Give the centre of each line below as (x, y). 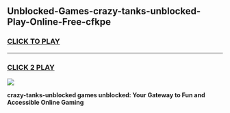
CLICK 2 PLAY (31, 67)
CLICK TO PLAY (34, 42)
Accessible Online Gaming (46, 102)
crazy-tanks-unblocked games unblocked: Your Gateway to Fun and (106, 95)
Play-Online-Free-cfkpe (59, 22)
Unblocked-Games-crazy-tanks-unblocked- (104, 11)
